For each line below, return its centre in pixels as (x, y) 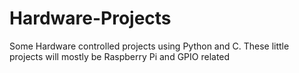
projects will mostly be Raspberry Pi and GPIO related (120, 56)
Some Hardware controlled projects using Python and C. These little (149, 46)
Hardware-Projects (90, 18)
